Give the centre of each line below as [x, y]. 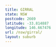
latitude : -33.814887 [27, 23]
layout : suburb [20, 37]
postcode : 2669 [20, 19]
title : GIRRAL [19, 10]
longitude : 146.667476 [28, 28]
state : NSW [16, 14]
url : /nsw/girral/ [24, 32]
